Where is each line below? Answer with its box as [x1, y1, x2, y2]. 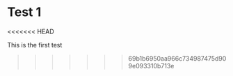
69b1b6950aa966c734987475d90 [128, 54, 227, 63]
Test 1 [7, 4, 42, 20]
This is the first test [7, 40, 63, 49]
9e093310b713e [128, 61, 175, 70]
